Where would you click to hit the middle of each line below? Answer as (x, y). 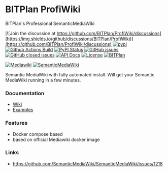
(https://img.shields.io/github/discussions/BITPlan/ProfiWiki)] (69, 39)
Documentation (25, 93)
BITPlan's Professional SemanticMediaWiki (50, 23)
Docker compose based (38, 134)
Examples (23, 110)
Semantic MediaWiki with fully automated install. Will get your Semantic (80, 74)
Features (16, 123)
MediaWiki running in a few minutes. (43, 80)
